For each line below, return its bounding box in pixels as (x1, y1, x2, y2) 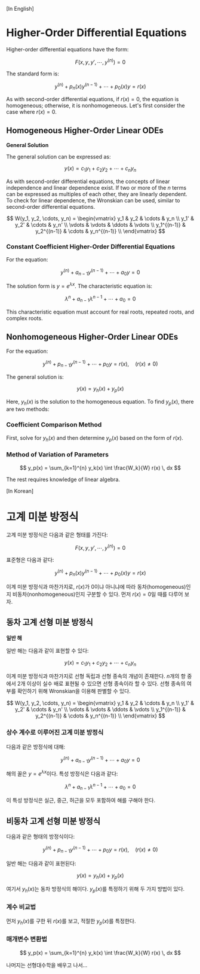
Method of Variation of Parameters (6, 451, 109, 459)
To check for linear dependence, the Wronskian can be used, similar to (6, 197, 180, 204)
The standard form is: (6, 70, 60, 77)
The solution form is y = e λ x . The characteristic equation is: (6, 281, 153, 290)
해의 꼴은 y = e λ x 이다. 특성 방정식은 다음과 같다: (6, 769, 118, 777)
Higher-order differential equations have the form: (6, 45, 129, 53)
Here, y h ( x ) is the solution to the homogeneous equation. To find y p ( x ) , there (6, 398, 194, 406)
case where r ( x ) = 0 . (6, 108, 57, 115)
